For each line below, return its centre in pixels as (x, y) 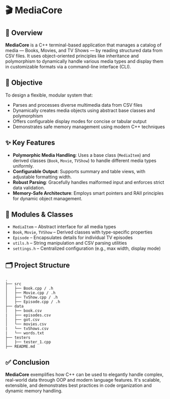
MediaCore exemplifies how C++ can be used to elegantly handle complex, (84, 374)
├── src (13, 284)
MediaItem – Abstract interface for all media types (64, 227)
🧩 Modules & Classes (39, 215)
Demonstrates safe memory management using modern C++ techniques (89, 127)
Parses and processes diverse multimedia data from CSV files (77, 105)
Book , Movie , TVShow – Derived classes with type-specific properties (82, 232)
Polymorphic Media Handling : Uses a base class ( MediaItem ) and (81, 155)
